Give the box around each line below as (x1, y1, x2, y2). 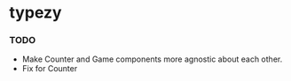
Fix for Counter (21, 63, 78, 74)
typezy (9, 3, 62, 23)
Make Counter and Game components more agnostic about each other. (21, 54, 283, 64)
